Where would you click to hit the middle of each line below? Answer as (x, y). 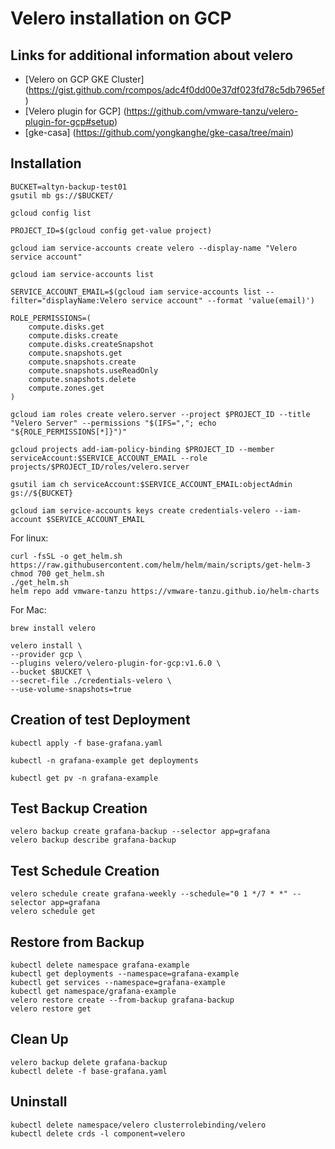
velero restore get (51, 1009)
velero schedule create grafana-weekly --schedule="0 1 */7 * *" (149, 894)
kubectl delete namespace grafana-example (100, 965)
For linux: (29, 538)
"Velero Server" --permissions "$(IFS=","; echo (113, 423)
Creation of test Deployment (100, 720)
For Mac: (28, 609)
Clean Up (39, 1039)
